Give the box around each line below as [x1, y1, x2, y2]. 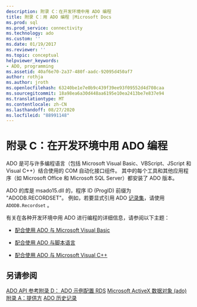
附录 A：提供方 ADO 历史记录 [6, 295, 77, 301]
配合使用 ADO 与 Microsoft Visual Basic [14, 227, 111, 234]
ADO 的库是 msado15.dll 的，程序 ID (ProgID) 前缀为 [6, 187, 132, 194]
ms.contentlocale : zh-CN [6, 101, 67, 107]
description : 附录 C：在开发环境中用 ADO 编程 [6, 8, 112, 15]
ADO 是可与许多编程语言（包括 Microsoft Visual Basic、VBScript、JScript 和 [6, 160, 192, 167]
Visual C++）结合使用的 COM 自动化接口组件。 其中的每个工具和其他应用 [6, 167, 184, 174]
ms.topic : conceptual [6, 52, 59, 58]
